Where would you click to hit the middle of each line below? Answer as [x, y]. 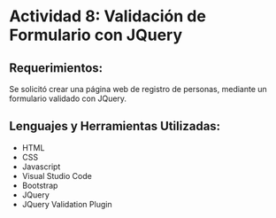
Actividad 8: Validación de [107, 16]
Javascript [41, 167]
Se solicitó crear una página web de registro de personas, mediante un [138, 89]
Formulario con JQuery [96, 35]
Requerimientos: [56, 68]
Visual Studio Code [57, 175]
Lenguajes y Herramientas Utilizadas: [115, 126]
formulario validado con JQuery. [68, 98]
